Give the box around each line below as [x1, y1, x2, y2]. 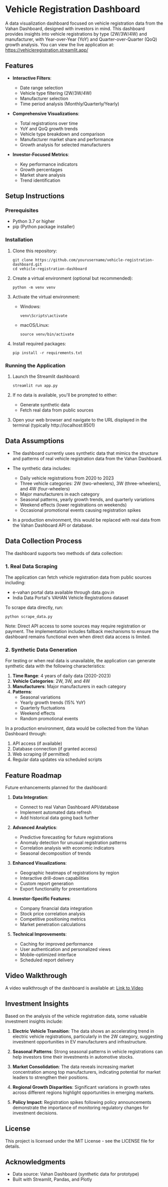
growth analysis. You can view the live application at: [5, 41, 114, 47]
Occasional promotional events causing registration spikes [20, 507, 141, 513]
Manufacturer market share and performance [20, 136, 114, 142]
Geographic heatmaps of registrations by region [20, 870, 119, 876]
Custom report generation [20, 880, 74, 887]
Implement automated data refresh [20, 809, 92, 815]
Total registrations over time [20, 120, 78, 126]
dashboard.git [12, 262, 42, 267]
